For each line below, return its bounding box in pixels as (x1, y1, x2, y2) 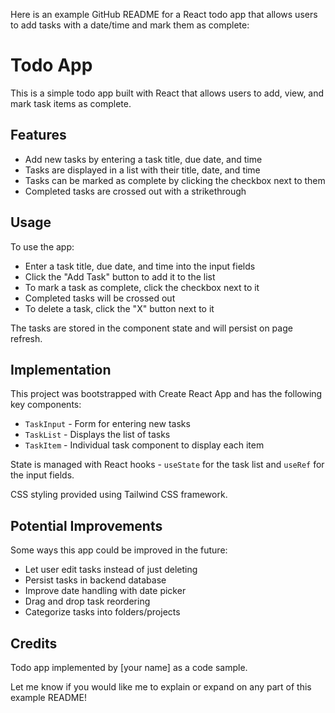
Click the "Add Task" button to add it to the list (24, 270, 216, 283)
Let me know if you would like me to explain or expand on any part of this (10, 681, 312, 693)
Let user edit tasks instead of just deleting (24, 564, 198, 576)
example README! (10, 692, 87, 703)
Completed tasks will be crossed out (24, 292, 176, 304)
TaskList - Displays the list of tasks (24, 429, 171, 441)
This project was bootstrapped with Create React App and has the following (10, 388, 323, 400)
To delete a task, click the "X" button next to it (24, 302, 215, 314)
